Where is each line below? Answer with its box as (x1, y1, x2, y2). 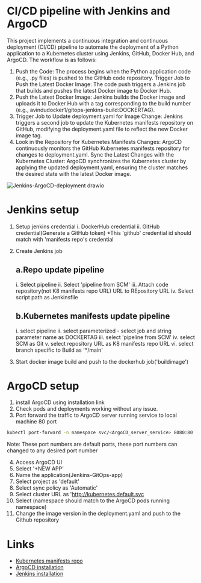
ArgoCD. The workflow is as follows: (7, 56, 97, 63)
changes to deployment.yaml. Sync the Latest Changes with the (15, 151, 175, 158)
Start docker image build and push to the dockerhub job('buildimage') (15, 358, 189, 365)
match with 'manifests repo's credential (15, 235, 114, 243)
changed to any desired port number (7, 447, 98, 454)
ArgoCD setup (7, 379, 79, 393)
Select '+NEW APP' (15, 465, 64, 472)
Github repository (15, 516, 60, 523)
